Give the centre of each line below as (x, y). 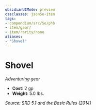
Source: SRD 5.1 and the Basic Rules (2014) (48, 103)
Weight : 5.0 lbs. (28, 93)
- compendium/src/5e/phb (30, 23)
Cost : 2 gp (23, 88)
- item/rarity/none (25, 32)
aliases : (14, 37)
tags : (10, 18)
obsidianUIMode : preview (30, 9)
